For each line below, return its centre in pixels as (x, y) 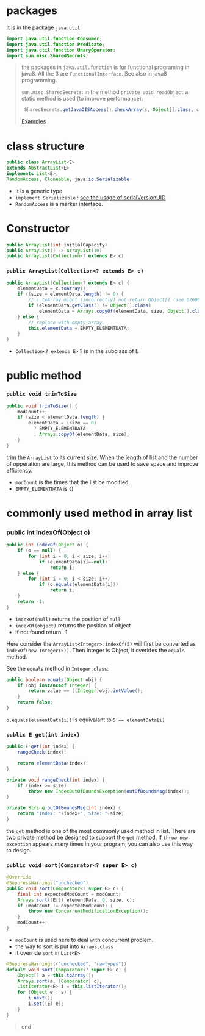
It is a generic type (39, 191)
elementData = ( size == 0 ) (63, 423)
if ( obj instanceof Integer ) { (57, 685)
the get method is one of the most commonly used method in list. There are (101, 831)
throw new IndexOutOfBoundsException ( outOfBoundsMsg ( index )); (109, 791)
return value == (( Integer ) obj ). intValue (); (86, 691)
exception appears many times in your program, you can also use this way (100, 844)
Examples (34, 121)
